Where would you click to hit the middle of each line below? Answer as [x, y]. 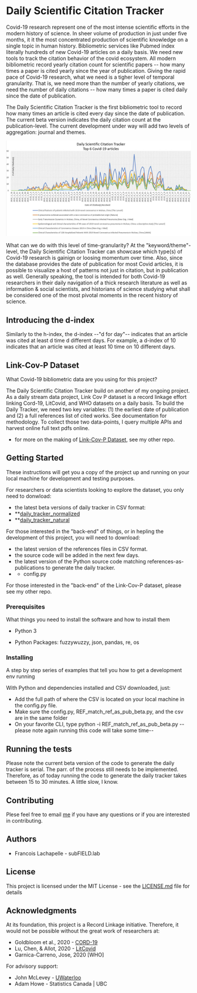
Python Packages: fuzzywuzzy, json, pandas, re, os [77, 642]
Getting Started [35, 458]
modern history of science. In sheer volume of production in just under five [97, 33]
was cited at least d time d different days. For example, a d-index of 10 [91, 340]
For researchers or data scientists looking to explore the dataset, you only [95, 489]
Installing [20, 657]
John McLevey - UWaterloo [48, 978]
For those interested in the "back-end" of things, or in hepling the [85, 531]
